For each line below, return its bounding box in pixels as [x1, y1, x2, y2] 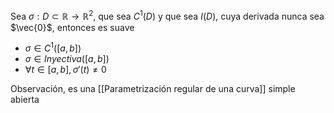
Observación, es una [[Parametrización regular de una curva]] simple [10, 83, 296, 95]
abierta [10, 94, 40, 106]
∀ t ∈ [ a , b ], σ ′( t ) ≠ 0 [24, 64, 107, 76]
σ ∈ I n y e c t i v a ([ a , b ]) [24, 53, 110, 65]
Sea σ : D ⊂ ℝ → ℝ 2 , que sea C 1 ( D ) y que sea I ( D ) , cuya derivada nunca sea [10, 9, 325, 22]
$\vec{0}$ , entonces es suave [10, 21, 135, 33]
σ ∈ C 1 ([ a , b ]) [24, 40, 82, 54]
